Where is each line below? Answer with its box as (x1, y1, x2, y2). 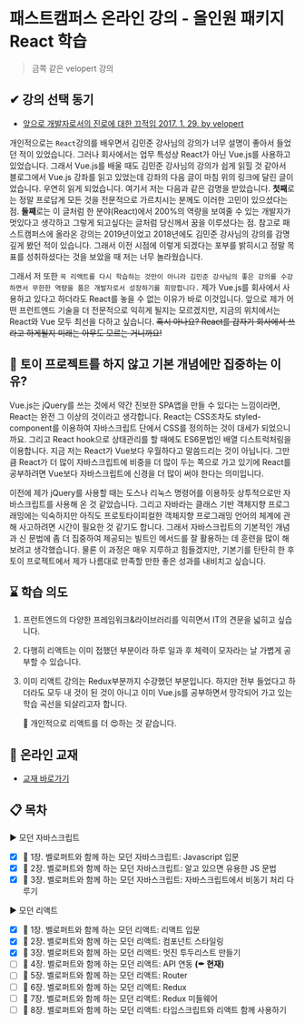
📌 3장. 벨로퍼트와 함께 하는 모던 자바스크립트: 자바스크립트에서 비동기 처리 (22, 875, 285, 886)
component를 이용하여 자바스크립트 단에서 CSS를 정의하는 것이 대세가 (9, 422, 260, 433)
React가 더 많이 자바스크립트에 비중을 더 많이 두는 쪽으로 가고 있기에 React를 (18, 456, 291, 467)
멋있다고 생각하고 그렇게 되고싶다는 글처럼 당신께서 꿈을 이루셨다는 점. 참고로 (9, 217, 281, 228)
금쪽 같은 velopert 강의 (31, 63, 114, 74)
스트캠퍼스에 (9, 228, 54, 239)
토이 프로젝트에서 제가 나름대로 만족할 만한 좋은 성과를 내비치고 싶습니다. (9, 555, 266, 566)
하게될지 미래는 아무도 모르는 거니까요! (25, 327, 162, 338)
